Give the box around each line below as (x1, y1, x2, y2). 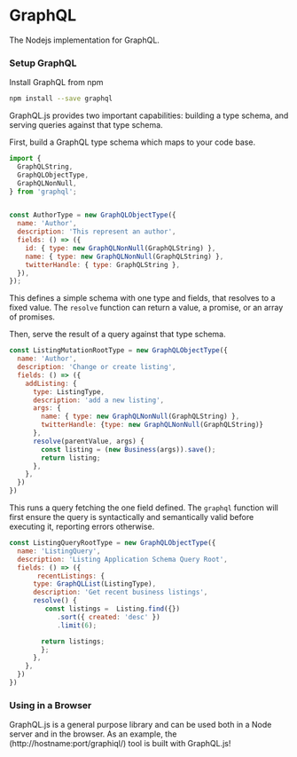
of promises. (9, 311, 56, 322)
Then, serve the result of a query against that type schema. (9, 329, 226, 340)
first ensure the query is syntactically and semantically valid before (9, 512, 254, 523)
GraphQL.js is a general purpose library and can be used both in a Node (9, 720, 272, 730)
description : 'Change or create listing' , (17, 363, 176, 372)
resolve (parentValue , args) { (32, 437, 145, 446)
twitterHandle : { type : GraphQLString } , (25, 260, 180, 269)
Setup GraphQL (9, 57, 77, 69)
